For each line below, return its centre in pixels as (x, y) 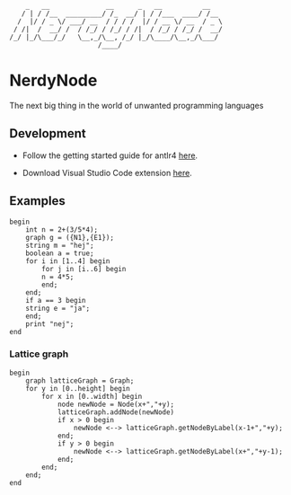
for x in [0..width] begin (92, 396)
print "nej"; (50, 324)
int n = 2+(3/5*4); (62, 230)
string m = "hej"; (60, 245)
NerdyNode (53, 80)
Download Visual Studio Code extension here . (107, 172)
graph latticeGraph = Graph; (80, 380)
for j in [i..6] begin (84, 269)
